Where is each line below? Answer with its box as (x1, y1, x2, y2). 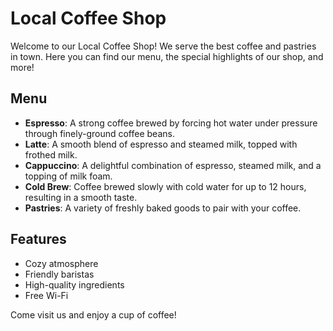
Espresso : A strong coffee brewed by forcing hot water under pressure (24, 117, 318, 129)
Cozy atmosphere (24, 257, 99, 269)
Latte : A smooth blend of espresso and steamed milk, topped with (24, 138, 298, 150)
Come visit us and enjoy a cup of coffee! (10, 308, 177, 321)
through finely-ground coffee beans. (24, 127, 175, 139)
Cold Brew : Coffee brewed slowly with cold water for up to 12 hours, (24, 180, 307, 192)
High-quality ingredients (24, 278, 125, 291)
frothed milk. (24, 148, 78, 161)
